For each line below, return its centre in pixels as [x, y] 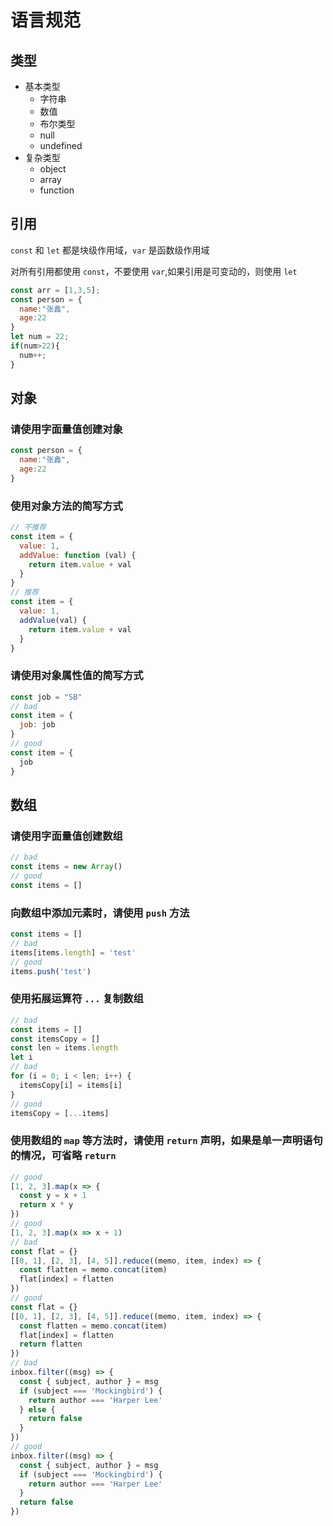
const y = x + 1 [53, 1196]
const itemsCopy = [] [55, 1039]
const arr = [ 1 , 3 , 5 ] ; [55, 290]
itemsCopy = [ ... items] [60, 1113]
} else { [37, 1409]
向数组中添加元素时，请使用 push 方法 [100, 913]
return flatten [51, 1344]
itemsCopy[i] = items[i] [71, 1085]
